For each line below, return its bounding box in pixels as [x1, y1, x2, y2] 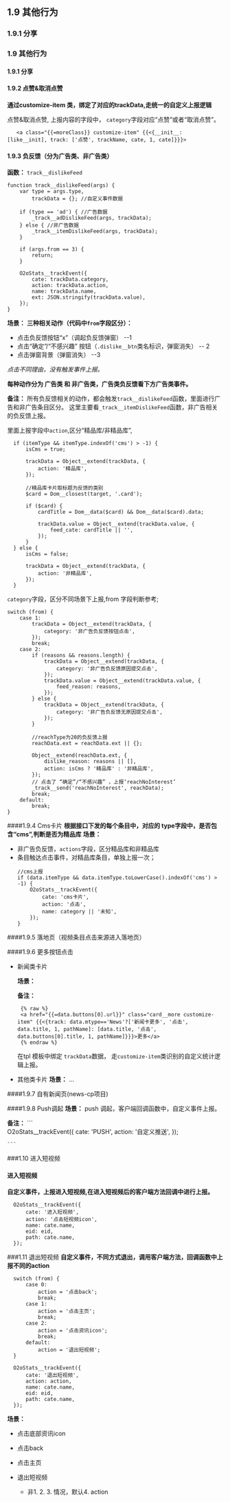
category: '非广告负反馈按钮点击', [43, 628, 135, 635]
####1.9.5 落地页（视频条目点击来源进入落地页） [7, 933, 146, 942]
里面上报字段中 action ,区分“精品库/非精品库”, [7, 426, 133, 435]
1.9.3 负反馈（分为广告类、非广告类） [7, 152, 113, 160]
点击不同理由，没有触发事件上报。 [7, 365, 104, 374]
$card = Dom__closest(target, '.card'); [25, 490, 143, 498]
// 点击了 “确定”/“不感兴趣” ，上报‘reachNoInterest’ [32, 779, 176, 786]
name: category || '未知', [42, 909, 117, 915]
